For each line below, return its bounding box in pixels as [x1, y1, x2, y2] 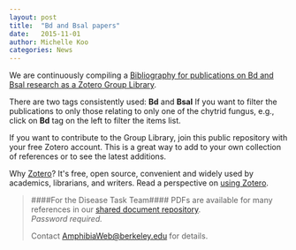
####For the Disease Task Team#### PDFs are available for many [30, 195, 273, 206]
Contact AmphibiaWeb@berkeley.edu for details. [30, 231, 209, 241]
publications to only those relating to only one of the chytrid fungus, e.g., [9, 106, 275, 117]
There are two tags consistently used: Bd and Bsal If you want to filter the [9, 96, 277, 107]
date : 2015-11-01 [9, 29, 81, 38]
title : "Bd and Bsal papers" [9, 21, 121, 30]
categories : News [9, 46, 73, 55]
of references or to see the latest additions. [9, 151, 166, 162]
